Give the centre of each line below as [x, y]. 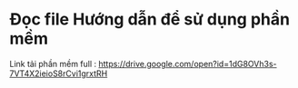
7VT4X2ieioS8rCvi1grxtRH [59, 73]
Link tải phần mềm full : [53, 64]
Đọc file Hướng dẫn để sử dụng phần [150, 20]
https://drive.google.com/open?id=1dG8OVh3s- [188, 64]
